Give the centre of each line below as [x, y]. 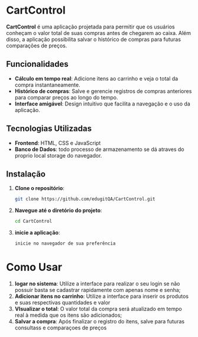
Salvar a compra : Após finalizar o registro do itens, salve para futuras [100, 321]
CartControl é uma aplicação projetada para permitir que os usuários [91, 27]
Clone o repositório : [40, 188]
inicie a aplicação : [37, 233]
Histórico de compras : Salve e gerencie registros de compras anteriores [103, 91]
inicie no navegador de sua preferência [65, 243]
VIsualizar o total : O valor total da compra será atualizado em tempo [98, 309]
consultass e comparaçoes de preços [61, 328]
